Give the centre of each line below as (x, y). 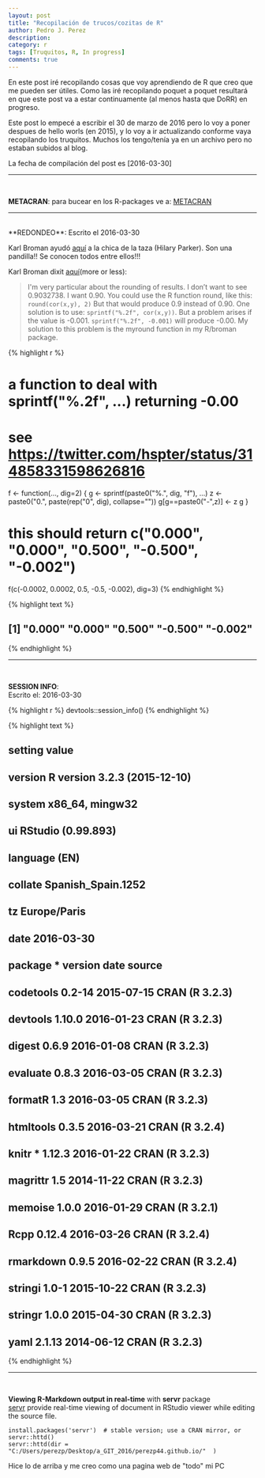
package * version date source (86, 966)
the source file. (33, 1416)
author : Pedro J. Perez (47, 30)
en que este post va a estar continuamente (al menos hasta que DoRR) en (128, 99)
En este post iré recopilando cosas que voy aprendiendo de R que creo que (131, 82)
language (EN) (44, 858)
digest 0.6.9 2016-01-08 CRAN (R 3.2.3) (109, 1046)
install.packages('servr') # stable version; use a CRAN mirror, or (125, 1431)
